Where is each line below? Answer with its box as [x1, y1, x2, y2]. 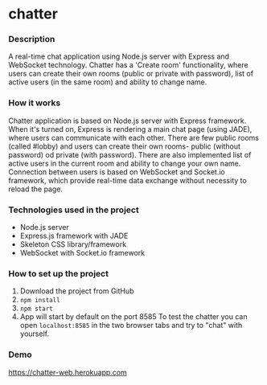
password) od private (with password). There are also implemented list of [8, 149, 252, 159]
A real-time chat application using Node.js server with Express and [8, 51, 230, 61]
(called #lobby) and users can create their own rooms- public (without [8, 141, 241, 151]
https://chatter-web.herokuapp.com [8, 367, 127, 377]
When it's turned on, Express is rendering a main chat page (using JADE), [8, 124, 253, 133]
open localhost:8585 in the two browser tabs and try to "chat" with [19, 321, 243, 330]
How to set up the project [8, 268, 109, 279]
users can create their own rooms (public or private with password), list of [8, 69, 254, 79]
